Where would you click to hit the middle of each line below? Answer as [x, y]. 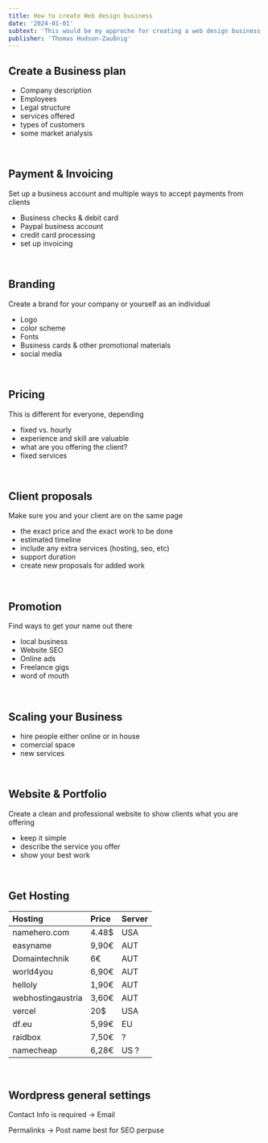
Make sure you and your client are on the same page [96, 516]
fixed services [43, 455]
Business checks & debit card [69, 218]
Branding [32, 284]
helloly [25, 984]
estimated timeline [51, 540]
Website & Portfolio [58, 794]
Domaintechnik [41, 958]
